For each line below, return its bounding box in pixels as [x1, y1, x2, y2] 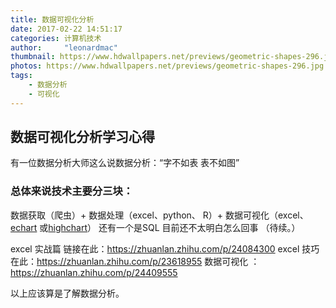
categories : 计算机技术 [10, 33, 102, 43]
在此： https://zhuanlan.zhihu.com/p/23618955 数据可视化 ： [10, 255, 260, 267]
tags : [10, 71, 33, 81]
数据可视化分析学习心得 [10, 129, 155, 146]
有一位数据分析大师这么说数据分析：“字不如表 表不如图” [10, 157, 240, 169]
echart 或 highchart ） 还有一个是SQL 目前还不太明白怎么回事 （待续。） [10, 221, 301, 233]
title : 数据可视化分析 [10, 14, 95, 25]
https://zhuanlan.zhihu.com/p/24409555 [10, 266, 178, 278]
